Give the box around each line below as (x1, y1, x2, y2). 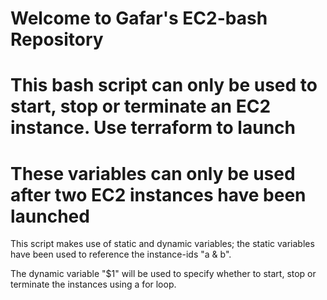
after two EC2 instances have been (10, 183, 307, 206)
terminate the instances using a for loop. (10, 278, 177, 291)
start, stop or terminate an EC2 (10, 95, 272, 118)
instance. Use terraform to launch (10, 117, 296, 139)
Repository (10, 28, 104, 51)
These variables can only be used (10, 162, 296, 185)
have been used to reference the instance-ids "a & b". (10, 248, 232, 261)
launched (10, 205, 90, 227)
